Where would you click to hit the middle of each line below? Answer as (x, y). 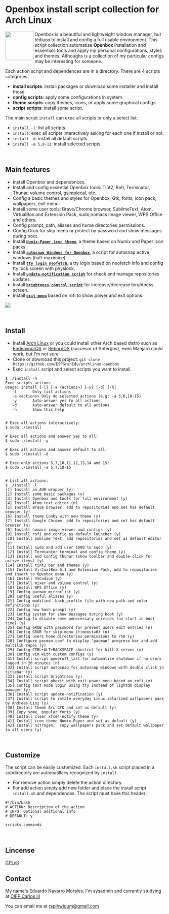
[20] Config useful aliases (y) (39, 596)
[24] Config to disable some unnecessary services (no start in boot (80, 619)
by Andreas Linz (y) (27, 703)
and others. (25, 220)
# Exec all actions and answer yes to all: (52, 436)
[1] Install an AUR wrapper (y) (39, 490)
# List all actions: (27, 481)
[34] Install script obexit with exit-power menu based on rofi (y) (79, 681)
